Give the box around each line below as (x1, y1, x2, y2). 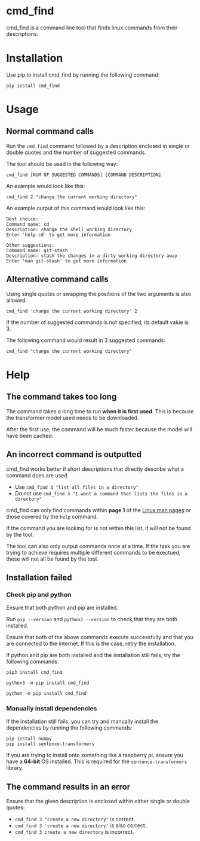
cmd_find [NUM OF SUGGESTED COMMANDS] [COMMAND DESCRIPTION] (6, 172, 162, 178)
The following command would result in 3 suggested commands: (6, 337, 166, 344)
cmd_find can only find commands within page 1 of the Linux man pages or (6, 506, 191, 513)
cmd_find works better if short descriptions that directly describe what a (6, 465, 184, 473)
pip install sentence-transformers (6, 741, 95, 747)
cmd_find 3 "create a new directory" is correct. (14, 816, 136, 823)
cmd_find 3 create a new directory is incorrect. (14, 828, 134, 836)
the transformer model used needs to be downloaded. (6, 414, 139, 421)
